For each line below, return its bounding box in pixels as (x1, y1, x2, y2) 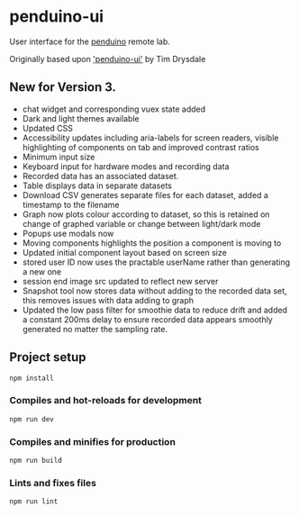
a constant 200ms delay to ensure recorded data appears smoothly (22, 313, 273, 325)
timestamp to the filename (22, 199, 120, 210)
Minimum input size (22, 151, 95, 162)
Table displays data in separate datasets (22, 180, 173, 191)
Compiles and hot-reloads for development (9, 394, 203, 407)
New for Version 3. (9, 79, 117, 95)
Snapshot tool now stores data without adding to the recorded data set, (22, 285, 287, 296)
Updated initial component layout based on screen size (22, 247, 227, 257)
